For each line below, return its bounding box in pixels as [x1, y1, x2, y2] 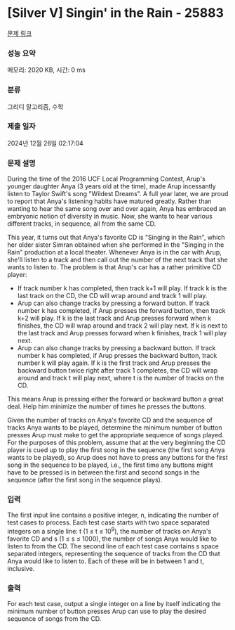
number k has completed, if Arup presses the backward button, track [17, 352, 217, 360]
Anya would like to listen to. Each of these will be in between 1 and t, [7, 557, 205, 565]
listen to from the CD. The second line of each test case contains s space [7, 542, 220, 551]
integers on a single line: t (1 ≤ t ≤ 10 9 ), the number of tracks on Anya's [7, 526, 212, 536]
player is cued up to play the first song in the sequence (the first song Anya [7, 446, 225, 454]
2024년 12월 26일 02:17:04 [7, 139, 84, 147]
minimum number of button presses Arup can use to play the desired [7, 607, 206, 616]
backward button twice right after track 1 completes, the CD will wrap [17, 366, 218, 375]
